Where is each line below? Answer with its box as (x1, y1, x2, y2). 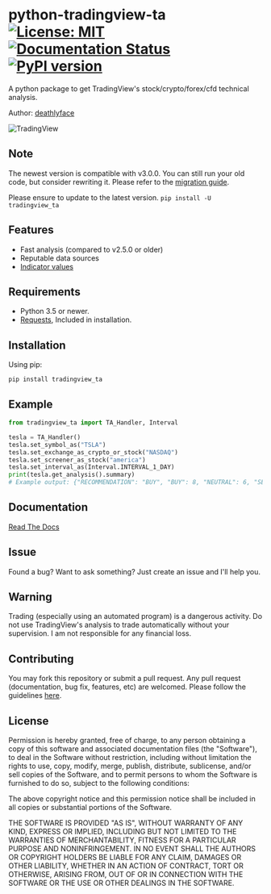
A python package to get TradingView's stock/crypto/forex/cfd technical (8, 83, 250, 94)
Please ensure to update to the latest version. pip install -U (8, 192, 211, 203)
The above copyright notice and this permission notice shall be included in (8, 794, 256, 804)
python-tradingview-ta (8, 6, 167, 24)
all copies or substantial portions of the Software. (8, 803, 172, 813)
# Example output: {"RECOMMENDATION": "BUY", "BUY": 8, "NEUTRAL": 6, (8, 478, 251, 487)
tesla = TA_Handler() (8, 433, 81, 441)
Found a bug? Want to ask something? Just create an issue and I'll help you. (8, 566, 261, 576)
